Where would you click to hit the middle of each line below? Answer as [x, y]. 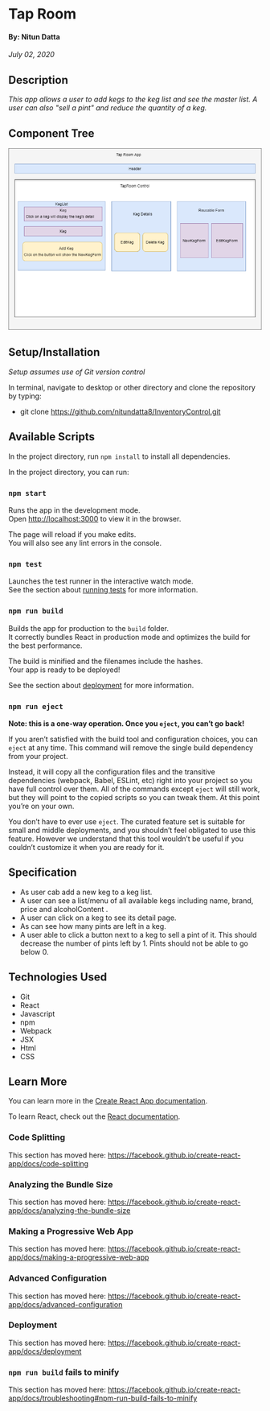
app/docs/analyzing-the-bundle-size [70, 1210]
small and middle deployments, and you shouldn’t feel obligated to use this [132, 830]
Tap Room [43, 14]
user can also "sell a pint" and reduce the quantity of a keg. [108, 108]
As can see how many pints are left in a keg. [93, 926]
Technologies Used [57, 978]
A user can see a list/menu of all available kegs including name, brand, [137, 900]
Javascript [37, 1013]
